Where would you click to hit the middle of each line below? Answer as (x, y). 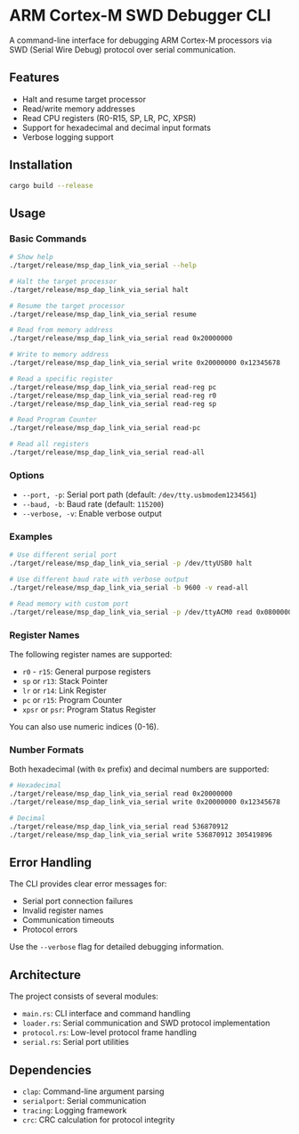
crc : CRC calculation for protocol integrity (98, 1120)
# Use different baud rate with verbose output (99, 580)
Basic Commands (48, 239)
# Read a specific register (61, 379)
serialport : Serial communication (84, 1101)
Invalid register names (63, 910)
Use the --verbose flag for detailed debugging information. (117, 947)
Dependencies (50, 1070)
